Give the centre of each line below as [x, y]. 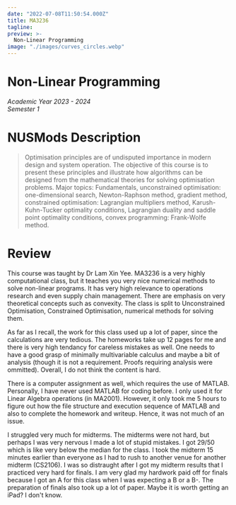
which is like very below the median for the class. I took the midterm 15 [111, 450]
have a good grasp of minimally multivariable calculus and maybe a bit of [114, 354]
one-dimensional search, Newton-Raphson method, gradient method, [126, 195]
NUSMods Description [74, 138]
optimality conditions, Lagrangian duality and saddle [140, 210]
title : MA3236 [28, 21]
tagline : [20, 27]
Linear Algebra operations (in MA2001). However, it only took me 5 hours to [117, 398]
